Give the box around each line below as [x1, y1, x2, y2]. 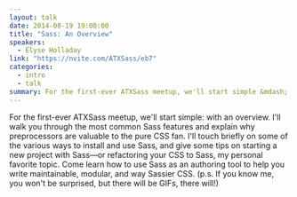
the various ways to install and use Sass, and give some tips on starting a [9, 139, 277, 151]
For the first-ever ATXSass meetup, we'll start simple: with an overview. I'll [9, 112, 282, 122]
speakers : [9, 37, 46, 47]
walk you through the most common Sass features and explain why [9, 121, 255, 131]
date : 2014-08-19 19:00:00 [9, 21, 109, 30]
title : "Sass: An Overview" [9, 29, 114, 38]
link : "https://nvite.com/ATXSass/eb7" [9, 54, 157, 63]
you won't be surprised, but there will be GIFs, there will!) [9, 177, 220, 188]
